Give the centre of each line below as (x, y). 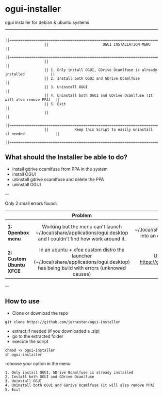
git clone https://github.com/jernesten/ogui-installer (63, 322)
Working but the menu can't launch (82, 226)
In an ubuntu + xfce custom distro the (82, 250)
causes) (82, 274)
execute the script (30, 341)
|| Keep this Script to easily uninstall (98, 129)
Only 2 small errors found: (31, 203)
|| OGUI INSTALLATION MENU (97, 44)
